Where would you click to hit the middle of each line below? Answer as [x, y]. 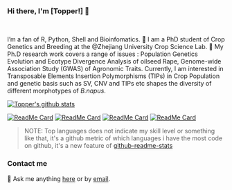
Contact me [27, 164]
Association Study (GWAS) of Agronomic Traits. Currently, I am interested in [115, 69]
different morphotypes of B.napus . [56, 91]
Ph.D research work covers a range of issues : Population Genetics [103, 54]
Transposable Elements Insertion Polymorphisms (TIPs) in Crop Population [114, 76]
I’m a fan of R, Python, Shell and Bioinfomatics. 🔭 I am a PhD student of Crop [116, 39]
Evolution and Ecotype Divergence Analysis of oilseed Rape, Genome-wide [114, 61]
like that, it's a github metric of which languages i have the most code [123, 138]
